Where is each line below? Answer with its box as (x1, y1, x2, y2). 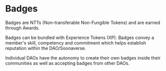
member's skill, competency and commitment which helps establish (5, 39, 146, 45)
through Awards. (5, 24, 40, 30)
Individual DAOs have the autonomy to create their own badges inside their (5, 54, 161, 60)
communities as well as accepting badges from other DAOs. (5, 60, 130, 66)
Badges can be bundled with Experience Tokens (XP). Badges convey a (5, 34, 154, 40)
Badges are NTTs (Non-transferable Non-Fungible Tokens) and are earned (5, 19, 160, 25)
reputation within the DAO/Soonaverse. (5, 45, 86, 51)
